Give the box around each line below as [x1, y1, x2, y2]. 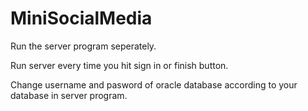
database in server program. [10, 89, 128, 101]
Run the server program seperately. [10, 40, 157, 52]
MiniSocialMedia [10, 7, 153, 30]
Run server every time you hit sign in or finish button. [10, 59, 229, 71]
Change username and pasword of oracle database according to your [10, 78, 298, 91]
